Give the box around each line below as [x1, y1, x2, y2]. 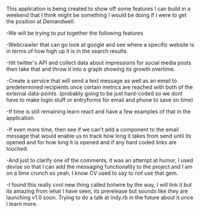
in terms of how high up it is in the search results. [6, 47, 129, 55]
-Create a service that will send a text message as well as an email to [6, 77, 177, 84]
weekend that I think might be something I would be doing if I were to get [6, 11, 187, 19]
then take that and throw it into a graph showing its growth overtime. [6, 65, 175, 73]
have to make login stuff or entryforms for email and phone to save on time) [6, 96, 193, 103]
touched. [6, 145, 29, 152]
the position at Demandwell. [6, 18, 76, 25]
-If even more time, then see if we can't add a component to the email [6, 126, 179, 133]
